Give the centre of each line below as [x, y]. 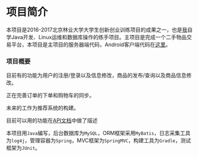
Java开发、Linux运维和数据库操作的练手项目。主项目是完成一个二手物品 [99, 37]
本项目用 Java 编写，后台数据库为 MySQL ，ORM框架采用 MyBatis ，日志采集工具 [98, 133]
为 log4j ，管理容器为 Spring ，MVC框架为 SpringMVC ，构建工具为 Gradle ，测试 [99, 140]
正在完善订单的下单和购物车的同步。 [50, 95]
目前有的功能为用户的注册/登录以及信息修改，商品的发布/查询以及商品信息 [96, 75]
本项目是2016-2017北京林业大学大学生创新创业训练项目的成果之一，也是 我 [97, 30]
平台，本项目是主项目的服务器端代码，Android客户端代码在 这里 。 [91, 44]
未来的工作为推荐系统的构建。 [42, 108]
